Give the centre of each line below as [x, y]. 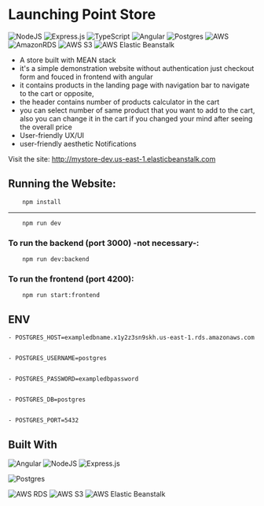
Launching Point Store [82, 15]
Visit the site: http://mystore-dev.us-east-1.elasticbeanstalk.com [112, 158]
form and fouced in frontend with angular [86, 76]
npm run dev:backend [56, 259]
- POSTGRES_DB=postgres [47, 400]
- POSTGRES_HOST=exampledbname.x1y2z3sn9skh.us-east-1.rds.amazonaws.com [132, 338]
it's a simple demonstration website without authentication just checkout [137, 68]
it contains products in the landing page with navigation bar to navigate [134, 85]
